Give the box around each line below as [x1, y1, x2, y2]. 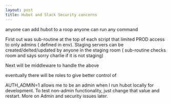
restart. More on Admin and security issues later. [5, 93, 109, 99]
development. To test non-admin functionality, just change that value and [5, 87, 160, 93]
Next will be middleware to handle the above [5, 62, 99, 68]
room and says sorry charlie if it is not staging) [5, 52, 104, 59]
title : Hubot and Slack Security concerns [5, 12, 97, 17]
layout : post [5, 7, 33, 13]
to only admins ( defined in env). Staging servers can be [5, 41, 124, 47]
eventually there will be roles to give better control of [5, 72, 117, 78]
